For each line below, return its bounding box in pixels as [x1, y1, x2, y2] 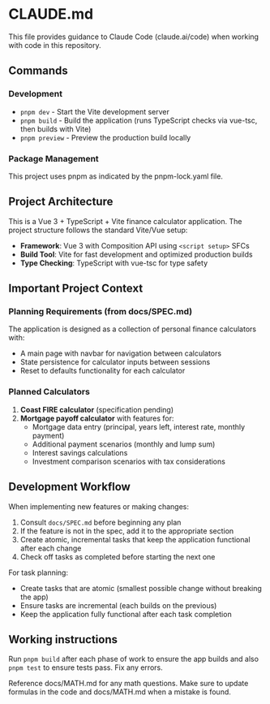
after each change [19, 543, 82, 553]
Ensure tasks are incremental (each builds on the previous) [19, 600, 217, 610]
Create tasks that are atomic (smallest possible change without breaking [19, 583, 262, 593]
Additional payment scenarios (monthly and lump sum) [32, 439, 216, 449]
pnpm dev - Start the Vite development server [19, 106, 170, 116]
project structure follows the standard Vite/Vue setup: [8, 225, 188, 235]
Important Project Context [8, 282, 144, 296]
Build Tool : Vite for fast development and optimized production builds [19, 249, 253, 259]
